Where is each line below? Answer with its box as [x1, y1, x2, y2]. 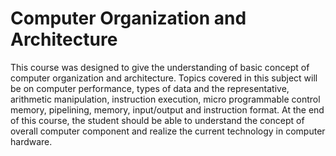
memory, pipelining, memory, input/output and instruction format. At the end [10, 103, 325, 116]
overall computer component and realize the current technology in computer [10, 125, 326, 137]
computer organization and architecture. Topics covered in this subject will [10, 72, 318, 84]
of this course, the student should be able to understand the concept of [10, 114, 305, 126]
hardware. [10, 135, 53, 147]
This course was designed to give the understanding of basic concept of [10, 61, 310, 73]
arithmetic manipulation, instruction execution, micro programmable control [10, 93, 321, 105]
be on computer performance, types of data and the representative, [10, 82, 290, 94]
